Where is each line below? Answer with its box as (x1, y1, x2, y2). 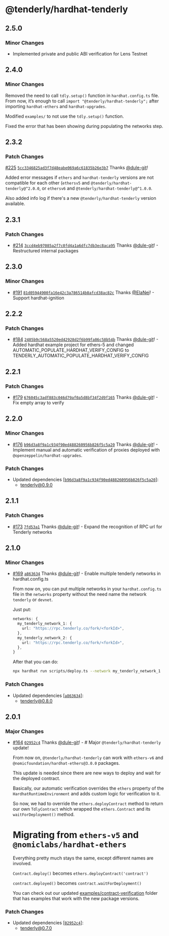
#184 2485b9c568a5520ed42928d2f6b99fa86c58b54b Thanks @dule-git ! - (12, 336, 159, 343)
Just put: (12, 607, 31, 613)
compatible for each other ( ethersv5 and (5, 180, 90, 186)
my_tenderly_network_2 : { (17, 635, 72, 640)
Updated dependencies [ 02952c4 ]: (12, 920, 84, 926)
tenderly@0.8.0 (20, 697, 53, 704)
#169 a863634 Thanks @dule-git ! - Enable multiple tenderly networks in (12, 570, 161, 577)
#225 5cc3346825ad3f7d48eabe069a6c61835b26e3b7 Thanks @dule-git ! (5, 165, 148, 171)
